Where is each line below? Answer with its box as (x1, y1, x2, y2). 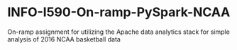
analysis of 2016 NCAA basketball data (7, 35, 121, 43)
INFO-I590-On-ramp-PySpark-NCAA (7, 4, 231, 20)
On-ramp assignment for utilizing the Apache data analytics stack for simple (7, 27, 231, 36)
